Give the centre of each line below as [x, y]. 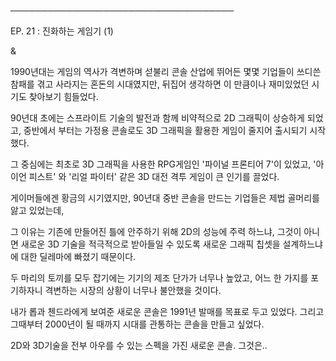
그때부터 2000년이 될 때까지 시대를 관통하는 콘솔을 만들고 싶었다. [137, 324]
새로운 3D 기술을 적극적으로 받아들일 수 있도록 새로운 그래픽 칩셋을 [150, 244]
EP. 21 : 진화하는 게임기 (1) [62, 31]
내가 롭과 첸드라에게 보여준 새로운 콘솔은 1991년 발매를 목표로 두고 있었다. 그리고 [167, 311]
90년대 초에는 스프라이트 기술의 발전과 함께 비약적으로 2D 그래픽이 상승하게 [157, 118]
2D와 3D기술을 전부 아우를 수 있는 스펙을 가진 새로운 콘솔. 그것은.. [139, 345]
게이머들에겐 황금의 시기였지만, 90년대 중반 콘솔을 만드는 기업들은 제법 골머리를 [165, 198]
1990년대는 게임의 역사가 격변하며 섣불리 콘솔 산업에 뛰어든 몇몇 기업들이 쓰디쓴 [166, 71]
